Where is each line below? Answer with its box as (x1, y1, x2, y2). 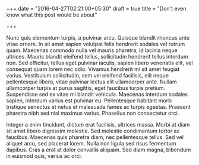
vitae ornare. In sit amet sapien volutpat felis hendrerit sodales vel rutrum (6, 41, 185, 47)
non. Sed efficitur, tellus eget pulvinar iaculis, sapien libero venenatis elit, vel (6, 59, 193, 66)
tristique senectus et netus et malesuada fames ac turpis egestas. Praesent (6, 103, 191, 110)
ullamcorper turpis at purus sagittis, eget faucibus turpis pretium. (6, 85, 165, 91)
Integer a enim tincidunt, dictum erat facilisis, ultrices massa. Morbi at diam (6, 121, 190, 128)
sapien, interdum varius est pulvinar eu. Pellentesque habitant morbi (6, 97, 173, 104)
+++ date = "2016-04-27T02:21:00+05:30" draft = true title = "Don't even (6, 5, 187, 12)
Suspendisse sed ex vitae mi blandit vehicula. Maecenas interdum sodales (6, 91, 188, 98)
